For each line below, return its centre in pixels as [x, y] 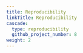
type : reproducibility [40, 29]
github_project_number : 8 [45, 35]
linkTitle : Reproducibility [42, 18]
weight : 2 [19, 40]
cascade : [17, 23]
